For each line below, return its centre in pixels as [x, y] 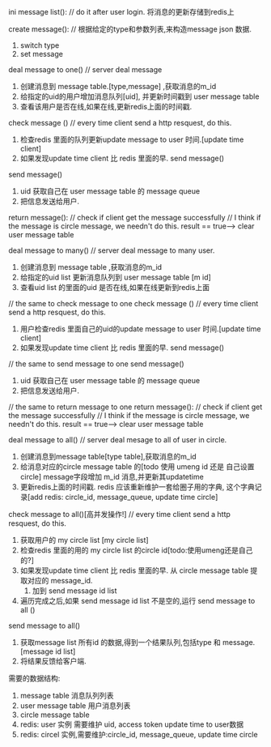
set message [41, 54]
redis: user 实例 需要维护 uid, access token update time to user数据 [132, 724]
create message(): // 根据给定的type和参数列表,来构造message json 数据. [130, 29]
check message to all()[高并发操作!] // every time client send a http [119, 514]
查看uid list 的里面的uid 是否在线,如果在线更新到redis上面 [115, 287]
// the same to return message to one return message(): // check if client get [135, 407]
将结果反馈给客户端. [53, 661]
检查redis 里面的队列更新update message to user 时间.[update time [132, 139]
